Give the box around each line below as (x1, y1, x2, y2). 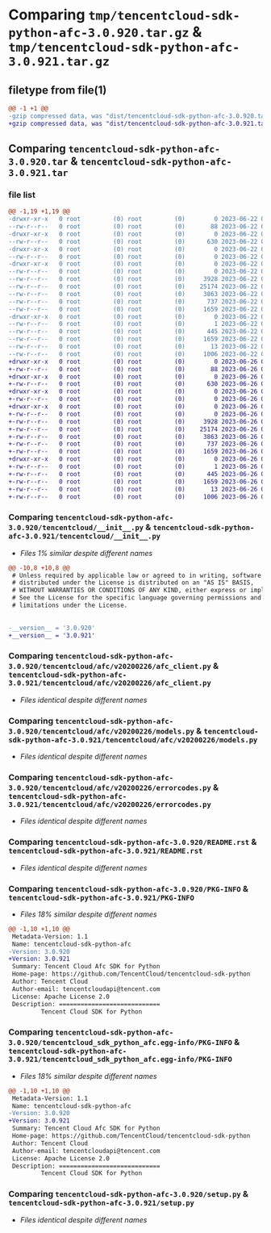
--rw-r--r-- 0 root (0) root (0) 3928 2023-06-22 (8, 275, 258, 283)
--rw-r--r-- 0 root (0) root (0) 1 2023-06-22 (8, 320, 258, 328)
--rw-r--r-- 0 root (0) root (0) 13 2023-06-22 (8, 343, 258, 351)
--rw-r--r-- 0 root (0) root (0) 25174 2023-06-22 (8, 282, 258, 291)
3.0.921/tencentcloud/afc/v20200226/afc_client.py (8, 679, 211, 688)
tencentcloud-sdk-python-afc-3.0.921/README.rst (8, 846, 203, 856)
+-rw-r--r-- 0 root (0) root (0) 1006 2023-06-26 (8, 492, 258, 501)
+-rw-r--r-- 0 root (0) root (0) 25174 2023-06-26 (8, 425, 258, 433)
